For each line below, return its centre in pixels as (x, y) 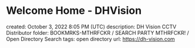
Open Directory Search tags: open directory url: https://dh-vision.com (90, 39)
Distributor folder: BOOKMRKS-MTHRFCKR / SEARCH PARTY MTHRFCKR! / (97, 32)
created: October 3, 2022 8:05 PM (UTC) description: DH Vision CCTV (91, 27)
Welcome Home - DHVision (74, 11)
